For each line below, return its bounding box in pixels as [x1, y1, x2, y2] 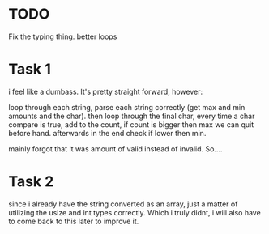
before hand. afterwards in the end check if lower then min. [8, 128, 207, 138]
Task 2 [8, 172, 54, 191]
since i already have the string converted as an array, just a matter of [8, 199, 238, 209]
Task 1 [8, 60, 51, 79]
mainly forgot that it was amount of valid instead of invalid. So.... [8, 143, 223, 154]
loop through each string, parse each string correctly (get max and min [8, 102, 246, 112]
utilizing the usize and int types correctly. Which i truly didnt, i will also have [8, 207, 261, 217]
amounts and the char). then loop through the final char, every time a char [8, 111, 255, 121]
